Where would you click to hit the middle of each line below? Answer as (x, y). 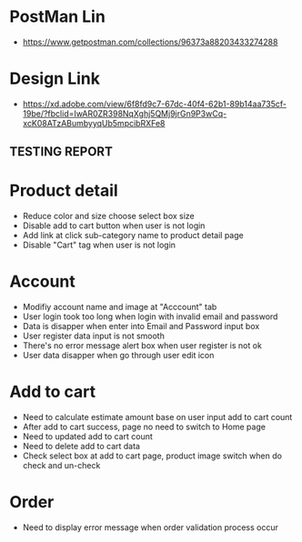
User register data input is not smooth (94, 336)
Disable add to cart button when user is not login (114, 226)
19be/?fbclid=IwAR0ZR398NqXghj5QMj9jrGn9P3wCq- (125, 113)
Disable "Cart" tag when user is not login (99, 245)
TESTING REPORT (61, 152)
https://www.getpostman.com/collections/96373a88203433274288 (150, 42)
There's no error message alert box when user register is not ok (142, 346)
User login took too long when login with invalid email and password (150, 316)
